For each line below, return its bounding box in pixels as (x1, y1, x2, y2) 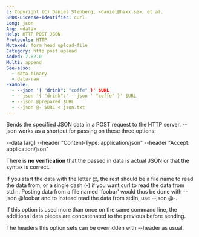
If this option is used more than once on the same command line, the (6, 206, 177, 213)
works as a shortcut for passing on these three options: (18, 127, 156, 134)
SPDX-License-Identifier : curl (6, 14, 85, 21)
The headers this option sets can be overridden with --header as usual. (6, 224, 184, 231)
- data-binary (11, 71, 47, 77)
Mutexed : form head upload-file (6, 43, 88, 49)
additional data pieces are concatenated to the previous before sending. (6, 212, 186, 220)
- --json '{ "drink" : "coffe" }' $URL (11, 87, 110, 93)
